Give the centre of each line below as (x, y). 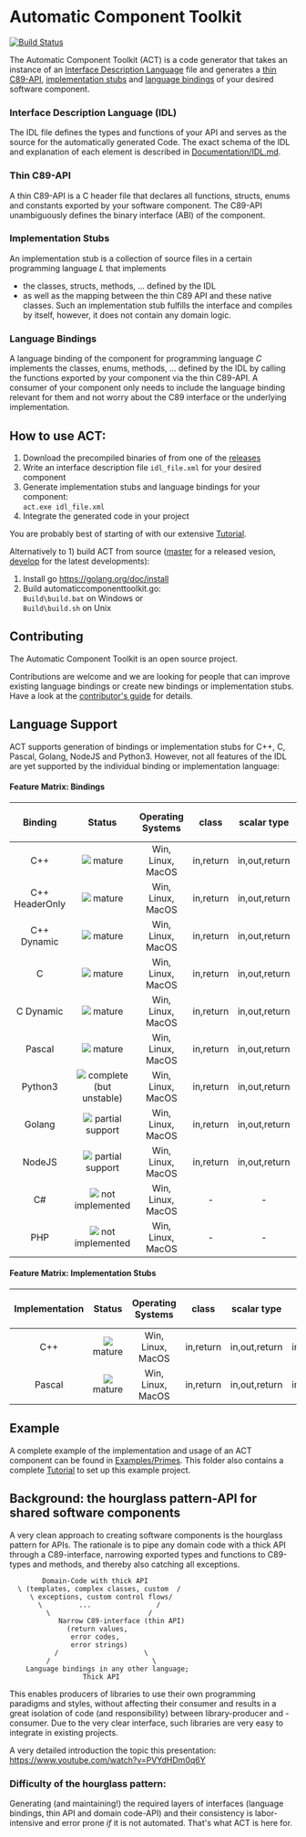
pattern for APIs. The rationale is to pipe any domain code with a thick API (148, 1545)
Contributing (46, 637)
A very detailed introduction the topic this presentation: (113, 1750)
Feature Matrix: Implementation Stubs (83, 1273)
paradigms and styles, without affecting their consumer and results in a (143, 1703)
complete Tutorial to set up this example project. (100, 1470)
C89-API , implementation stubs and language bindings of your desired (142, 79)
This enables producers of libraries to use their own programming (133, 1694)
